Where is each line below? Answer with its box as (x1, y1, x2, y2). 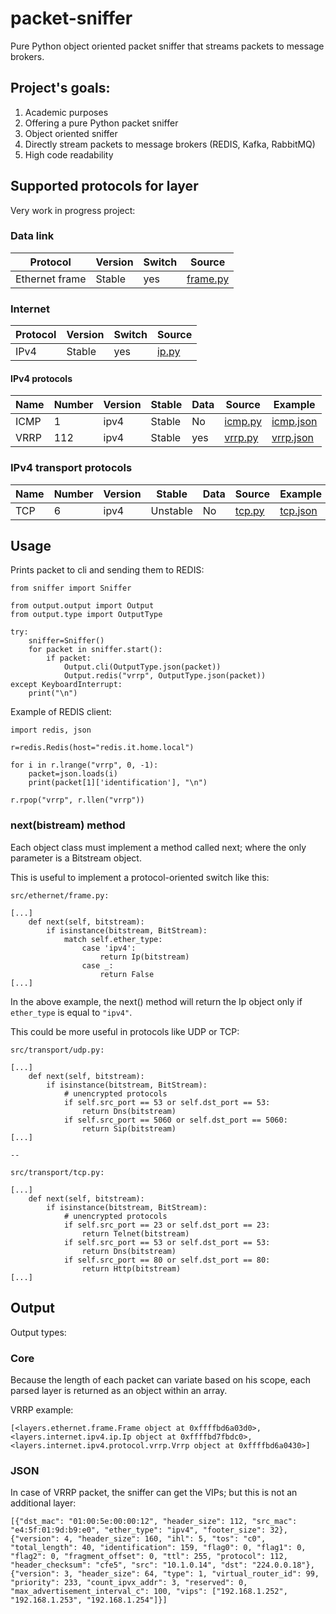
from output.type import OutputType (10, 610, 163, 620)
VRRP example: (10, 1403, 74, 1416)
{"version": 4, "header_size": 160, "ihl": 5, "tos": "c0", (10, 1534, 267, 1544)
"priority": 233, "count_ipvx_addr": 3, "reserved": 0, (10, 1578, 248, 1588)
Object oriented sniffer (24, 127, 118, 139)
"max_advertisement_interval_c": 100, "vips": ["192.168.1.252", (10, 1587, 288, 1597)
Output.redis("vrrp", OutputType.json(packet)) (63, 671, 267, 681)
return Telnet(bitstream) (81, 1228, 190, 1239)
